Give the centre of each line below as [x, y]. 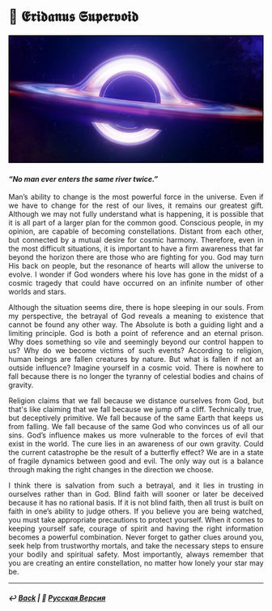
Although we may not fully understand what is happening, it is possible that [136, 214]
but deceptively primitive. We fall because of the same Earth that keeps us [136, 418]
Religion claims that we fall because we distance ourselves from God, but [136, 401]
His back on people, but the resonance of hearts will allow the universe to [136, 266]
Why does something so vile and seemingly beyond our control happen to [136, 342]
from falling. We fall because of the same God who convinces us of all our [136, 427]
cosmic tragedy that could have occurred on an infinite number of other [136, 283]
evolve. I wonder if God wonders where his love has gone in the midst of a [136, 274]
